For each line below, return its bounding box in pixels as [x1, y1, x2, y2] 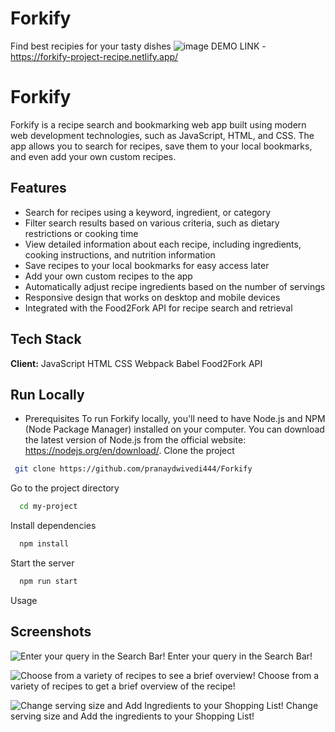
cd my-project [19, 502, 78, 512]
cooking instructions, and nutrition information [24, 248, 216, 261]
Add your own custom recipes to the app [24, 270, 193, 282]
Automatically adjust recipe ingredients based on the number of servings [24, 280, 326, 292]
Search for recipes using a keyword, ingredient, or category [24, 206, 272, 218]
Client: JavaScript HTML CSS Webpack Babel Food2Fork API [10, 357, 263, 369]
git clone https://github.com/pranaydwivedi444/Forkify [14, 464, 253, 474]
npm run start [19, 576, 78, 586]
